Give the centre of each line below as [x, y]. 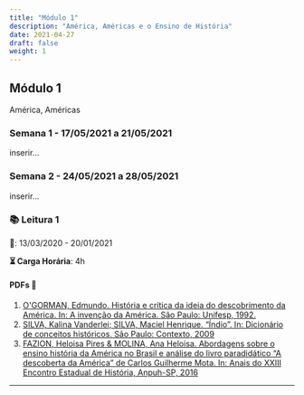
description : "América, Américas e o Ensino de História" [121, 26]
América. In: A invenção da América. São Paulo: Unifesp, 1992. [139, 315]
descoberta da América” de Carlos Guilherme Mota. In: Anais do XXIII [152, 363]
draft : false [34, 43]
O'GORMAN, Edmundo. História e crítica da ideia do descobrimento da [154, 306]
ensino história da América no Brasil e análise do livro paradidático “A [152, 353]
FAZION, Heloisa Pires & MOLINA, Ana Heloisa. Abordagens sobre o [149, 343]
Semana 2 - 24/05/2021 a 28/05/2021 [94, 176]
